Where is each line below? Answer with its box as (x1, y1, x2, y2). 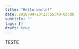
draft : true (5, 26, 30, 31)
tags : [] (5, 21, 23, 26)
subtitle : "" (5, 16, 32, 21)
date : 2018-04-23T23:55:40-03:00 (5, 12, 75, 17)
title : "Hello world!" (5, 7, 52, 12)
